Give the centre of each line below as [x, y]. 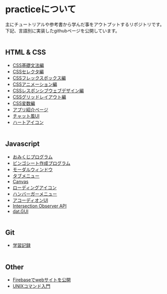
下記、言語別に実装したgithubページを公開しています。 [62, 30]
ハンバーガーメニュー [35, 194]
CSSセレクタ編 [28, 71]
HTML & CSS [26, 52]
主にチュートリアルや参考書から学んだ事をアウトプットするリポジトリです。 [85, 24]
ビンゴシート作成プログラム [41, 163]
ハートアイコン [28, 122]
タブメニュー [26, 176]
